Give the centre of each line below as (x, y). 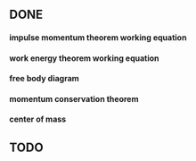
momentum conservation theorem (74, 98)
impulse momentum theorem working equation (98, 37)
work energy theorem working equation (84, 58)
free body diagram (45, 79)
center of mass (38, 119)
